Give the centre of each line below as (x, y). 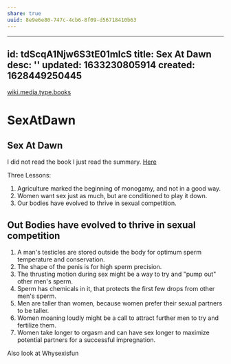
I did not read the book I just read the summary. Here (82, 162)
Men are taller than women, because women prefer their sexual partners (120, 303)
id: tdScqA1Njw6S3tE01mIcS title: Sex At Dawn (109, 54)
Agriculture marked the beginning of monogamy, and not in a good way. (119, 189)
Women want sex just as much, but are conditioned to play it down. (112, 196)
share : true (24, 13)
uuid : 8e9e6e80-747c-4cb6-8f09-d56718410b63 (72, 20)
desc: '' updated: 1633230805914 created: (101, 65)
